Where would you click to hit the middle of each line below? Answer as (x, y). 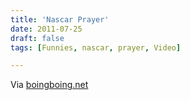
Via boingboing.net (49, 85)
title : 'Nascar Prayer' (60, 19)
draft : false (37, 38)
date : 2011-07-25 (46, 29)
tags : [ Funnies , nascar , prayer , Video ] (96, 47)
